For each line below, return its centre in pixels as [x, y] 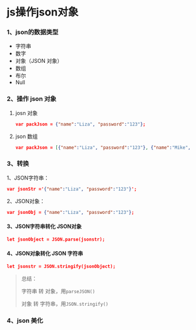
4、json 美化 [25, 321]
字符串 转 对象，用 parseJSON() [58, 291]
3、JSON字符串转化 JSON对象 [44, 226]
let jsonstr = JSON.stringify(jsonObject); [61, 266]
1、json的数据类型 [33, 32]
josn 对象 [26, 113]
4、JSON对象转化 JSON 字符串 [45, 254]
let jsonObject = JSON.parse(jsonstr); [56, 239]
